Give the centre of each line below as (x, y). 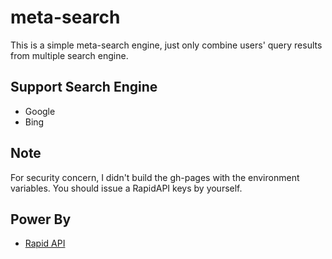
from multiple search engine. (69, 55)
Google (40, 111)
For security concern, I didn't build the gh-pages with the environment (155, 177)
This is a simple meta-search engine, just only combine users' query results (166, 45)
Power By (41, 219)
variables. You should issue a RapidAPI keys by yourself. (126, 188)
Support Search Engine (84, 87)
